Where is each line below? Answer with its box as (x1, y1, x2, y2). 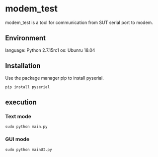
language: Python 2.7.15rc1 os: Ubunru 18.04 (5, 47, 95, 53)
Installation (5, 62, 41, 70)
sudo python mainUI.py (5, 147, 52, 152)
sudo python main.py (5, 124, 48, 130)
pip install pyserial (5, 84, 50, 90)
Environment (5, 34, 46, 42)
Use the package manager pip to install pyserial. (5, 75, 104, 81)
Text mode (5, 113, 31, 120)
